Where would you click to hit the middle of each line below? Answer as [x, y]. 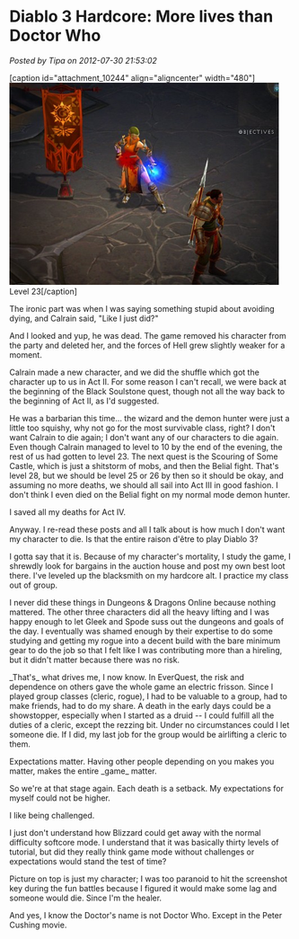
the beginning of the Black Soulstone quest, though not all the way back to [147, 391]
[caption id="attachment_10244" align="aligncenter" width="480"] [132, 77]
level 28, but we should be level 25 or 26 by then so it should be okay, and [147, 475]
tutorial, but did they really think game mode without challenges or [132, 852]
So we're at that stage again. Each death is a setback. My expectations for [147, 788]
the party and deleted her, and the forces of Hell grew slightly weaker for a [147, 345]
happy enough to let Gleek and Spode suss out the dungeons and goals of [147, 621]
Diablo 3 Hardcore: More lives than [141, 17]
